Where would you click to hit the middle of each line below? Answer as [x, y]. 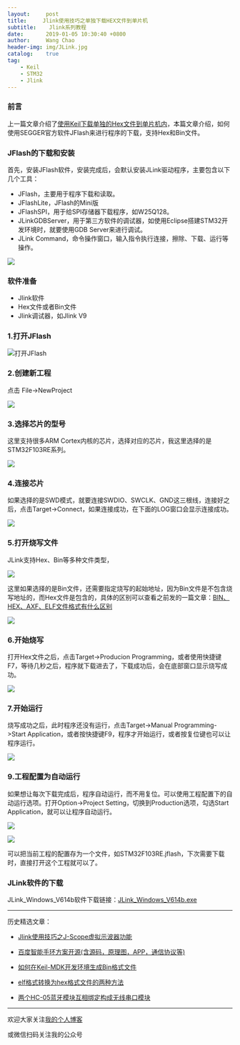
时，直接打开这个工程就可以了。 [54, 862]
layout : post [33, 14]
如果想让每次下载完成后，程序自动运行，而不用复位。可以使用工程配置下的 [117, 794]
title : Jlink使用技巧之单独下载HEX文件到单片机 [78, 21]
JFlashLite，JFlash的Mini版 [58, 202]
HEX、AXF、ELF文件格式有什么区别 [60, 606]
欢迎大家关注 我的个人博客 [45, 1019]
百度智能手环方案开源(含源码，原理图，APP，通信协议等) [101, 951]
